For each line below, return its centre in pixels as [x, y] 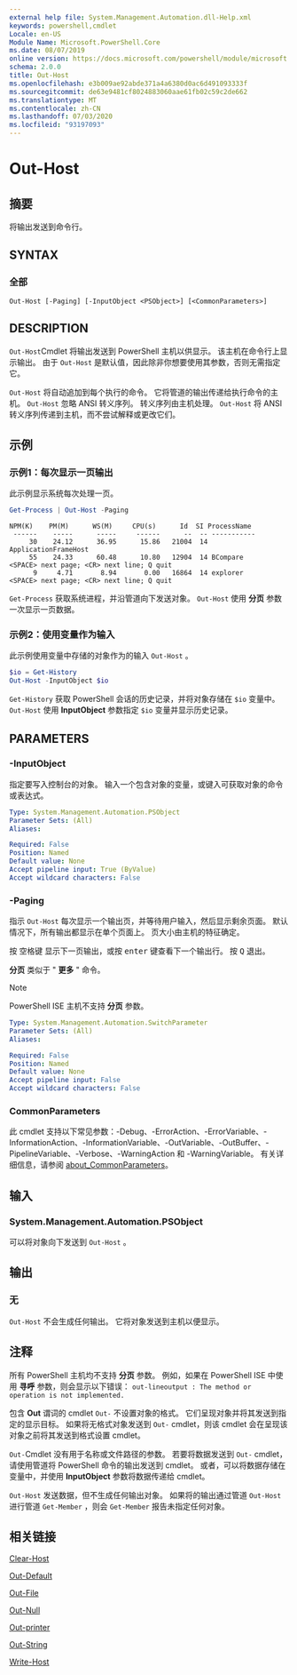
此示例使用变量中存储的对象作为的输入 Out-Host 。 [101, 656]
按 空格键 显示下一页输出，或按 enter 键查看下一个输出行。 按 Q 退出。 [140, 951]
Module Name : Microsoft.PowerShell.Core [85, 42]
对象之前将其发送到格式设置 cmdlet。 [77, 1435]
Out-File [24, 1593]
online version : [39, 59]
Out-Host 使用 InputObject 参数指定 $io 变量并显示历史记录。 [121, 710]
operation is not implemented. [67, 1395]
